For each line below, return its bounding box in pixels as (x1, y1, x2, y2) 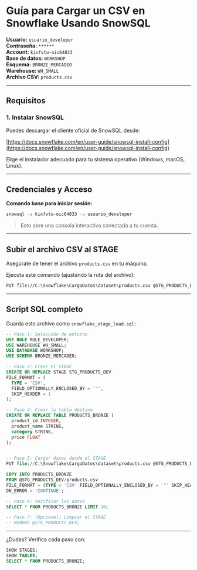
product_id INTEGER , (11, 418, 62, 424)
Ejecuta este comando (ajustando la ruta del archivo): (6, 272, 135, 279)
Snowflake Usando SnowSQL (6, 16, 151, 30)
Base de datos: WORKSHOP (6, 55, 66, 62)
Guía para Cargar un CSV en (6, 4, 145, 18)
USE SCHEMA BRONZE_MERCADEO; (6, 353, 77, 359)
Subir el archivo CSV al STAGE (6, 245, 118, 255)
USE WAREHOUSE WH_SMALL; (6, 342, 67, 348)
